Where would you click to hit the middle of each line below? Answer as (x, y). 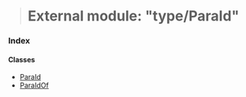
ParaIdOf (34, 85)
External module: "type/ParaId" (133, 16)
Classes (22, 59)
